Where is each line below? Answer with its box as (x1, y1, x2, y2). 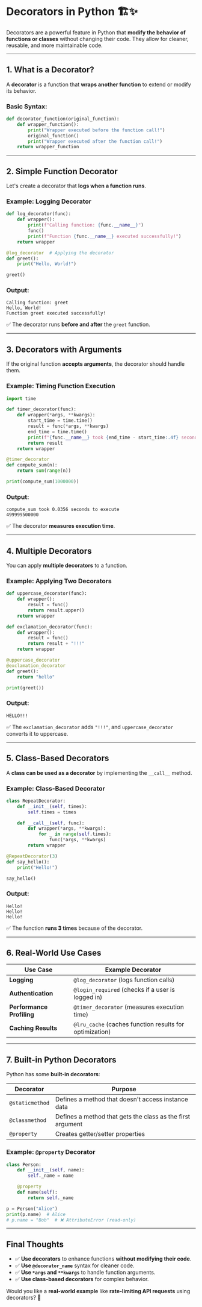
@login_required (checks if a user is (73, 986, 176, 994)
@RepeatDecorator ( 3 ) (6, 853, 58, 859)
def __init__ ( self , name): (17, 1167, 85, 1173)
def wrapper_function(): (17, 121, 79, 127)
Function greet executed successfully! (6, 310, 106, 316)
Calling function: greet (6, 299, 69, 306)
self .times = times (28, 809, 77, 815)
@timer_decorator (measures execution (73, 1003, 185, 1011)
